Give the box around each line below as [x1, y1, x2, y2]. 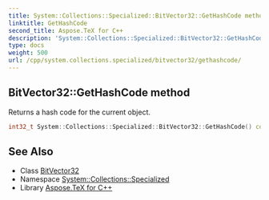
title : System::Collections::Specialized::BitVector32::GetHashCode [8, 11, 242, 20]
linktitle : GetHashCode [8, 19, 88, 27]
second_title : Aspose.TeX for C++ [8, 26, 124, 34]
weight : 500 [8, 49, 48, 57]
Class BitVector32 [19, 166, 80, 176]
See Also [8, 145, 54, 158]
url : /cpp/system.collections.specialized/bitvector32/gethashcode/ [8, 57, 242, 65]
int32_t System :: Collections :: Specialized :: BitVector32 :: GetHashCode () [8, 122, 252, 130]
